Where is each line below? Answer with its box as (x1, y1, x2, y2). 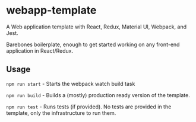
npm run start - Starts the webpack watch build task (6, 80, 135, 87)
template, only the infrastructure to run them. (6, 109, 116, 116)
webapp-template (6, 4, 97, 17)
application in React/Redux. (6, 47, 74, 54)
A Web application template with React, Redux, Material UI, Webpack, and (6, 23, 187, 30)
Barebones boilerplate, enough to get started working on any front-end (6, 41, 180, 48)
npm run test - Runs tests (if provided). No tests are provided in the (6, 103, 172, 110)
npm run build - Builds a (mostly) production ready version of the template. (6, 91, 190, 98)
